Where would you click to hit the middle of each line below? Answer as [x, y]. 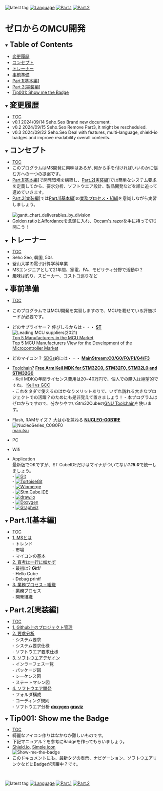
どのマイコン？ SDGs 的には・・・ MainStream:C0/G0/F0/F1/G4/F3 [81, 358]
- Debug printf [26, 579]
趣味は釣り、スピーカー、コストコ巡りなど [55, 275]
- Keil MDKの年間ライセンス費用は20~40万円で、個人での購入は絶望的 [83, 379]
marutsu [20, 430]
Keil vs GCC [38, 385]
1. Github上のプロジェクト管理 [42, 627]
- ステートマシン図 [31, 682]
